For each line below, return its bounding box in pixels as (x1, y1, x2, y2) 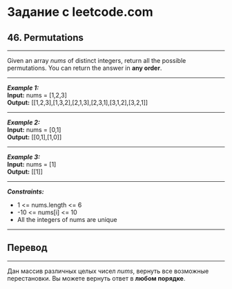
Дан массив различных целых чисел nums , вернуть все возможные (7, 267, 209, 275)
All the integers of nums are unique (17, 216, 117, 223)
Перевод (7, 242, 48, 254)
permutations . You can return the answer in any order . (7, 64, 162, 72)
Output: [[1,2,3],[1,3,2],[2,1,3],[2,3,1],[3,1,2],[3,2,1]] (7, 98, 148, 106)
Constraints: (7, 187, 44, 196)
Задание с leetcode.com (7, 4, 153, 20)
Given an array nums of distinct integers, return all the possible (7, 57, 186, 64)
